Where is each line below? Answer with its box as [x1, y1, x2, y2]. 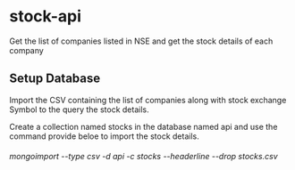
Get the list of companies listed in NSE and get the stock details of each [9, 36, 274, 46]
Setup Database [9, 71, 101, 86]
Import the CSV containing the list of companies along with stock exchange [9, 94, 287, 105]
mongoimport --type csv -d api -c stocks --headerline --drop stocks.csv [9, 151, 279, 162]
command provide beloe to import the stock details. [9, 131, 199, 142]
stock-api [9, 6, 82, 27]
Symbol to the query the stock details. [9, 104, 149, 115]
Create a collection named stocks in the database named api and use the [9, 121, 278, 132]
